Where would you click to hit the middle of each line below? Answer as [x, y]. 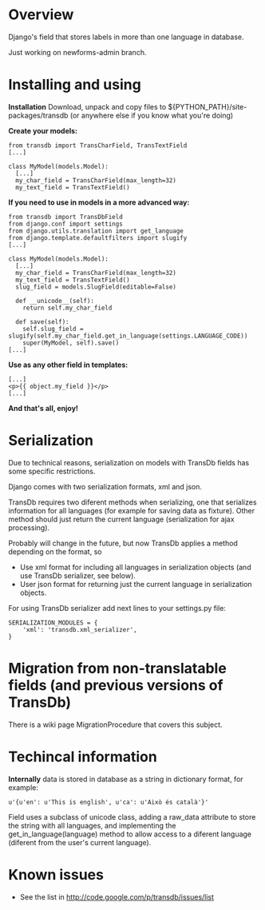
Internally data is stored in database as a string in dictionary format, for [126, 779]
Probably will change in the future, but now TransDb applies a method [123, 543]
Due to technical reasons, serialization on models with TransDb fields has [129, 462]
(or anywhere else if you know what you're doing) [152, 115]
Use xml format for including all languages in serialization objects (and [135, 567]
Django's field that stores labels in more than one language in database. [126, 37]
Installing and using [75, 85]
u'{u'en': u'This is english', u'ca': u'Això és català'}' [109, 802]
